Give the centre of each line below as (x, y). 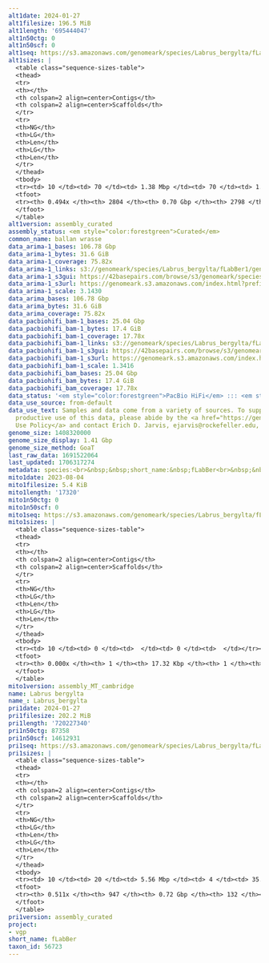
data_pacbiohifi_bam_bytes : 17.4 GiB (71, 381)
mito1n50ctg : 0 (34, 500)
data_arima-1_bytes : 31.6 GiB (59, 254)
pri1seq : (23, 746)
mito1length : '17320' (44, 492)
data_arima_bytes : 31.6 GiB (55, 306)
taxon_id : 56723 (35, 947)
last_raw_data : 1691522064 (53, 455)
